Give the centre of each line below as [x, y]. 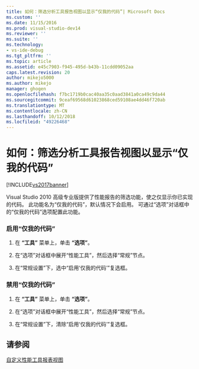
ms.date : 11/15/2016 [32, 23]
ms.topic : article [29, 61]
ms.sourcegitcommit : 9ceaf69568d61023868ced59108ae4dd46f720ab [86, 100]
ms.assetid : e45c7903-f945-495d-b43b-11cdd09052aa [70, 67]
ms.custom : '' [24, 17]
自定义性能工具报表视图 [35, 360]
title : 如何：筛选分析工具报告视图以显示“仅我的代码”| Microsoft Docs [86, 12]
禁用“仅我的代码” [31, 285]
